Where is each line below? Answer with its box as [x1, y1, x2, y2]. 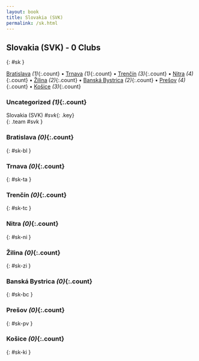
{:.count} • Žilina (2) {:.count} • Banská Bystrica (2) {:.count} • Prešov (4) [6, 77, 186, 84]
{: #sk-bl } [6, 147, 31, 154]
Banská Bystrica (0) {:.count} [6, 277, 93, 286]
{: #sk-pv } [6, 319, 33, 327]
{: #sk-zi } [6, 262, 31, 269]
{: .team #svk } [6, 118, 43, 126]
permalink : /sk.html [6, 20, 58, 26]
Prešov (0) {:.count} [6, 306, 65, 315]
